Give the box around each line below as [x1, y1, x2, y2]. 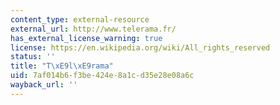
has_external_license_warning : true [10, 33, 163, 43]
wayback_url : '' [10, 80, 78, 90]
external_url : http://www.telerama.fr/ [10, 24, 177, 34]
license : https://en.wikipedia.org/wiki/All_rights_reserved [10, 42, 271, 53]
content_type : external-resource [10, 14, 150, 25]
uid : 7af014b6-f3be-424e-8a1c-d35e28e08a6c [10, 71, 195, 81]
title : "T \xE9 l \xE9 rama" [10, 61, 114, 71]
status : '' [10, 52, 56, 62]
